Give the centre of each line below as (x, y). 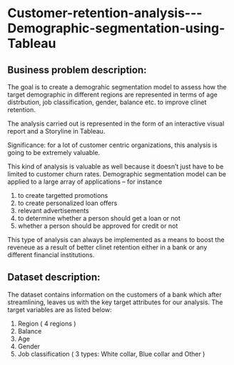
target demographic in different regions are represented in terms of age (112, 95)
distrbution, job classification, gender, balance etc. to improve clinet (107, 102)
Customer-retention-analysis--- (105, 13)
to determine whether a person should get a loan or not (99, 218)
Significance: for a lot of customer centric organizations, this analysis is (112, 145)
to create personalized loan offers (67, 203)
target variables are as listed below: (60, 309)
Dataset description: (54, 277)
